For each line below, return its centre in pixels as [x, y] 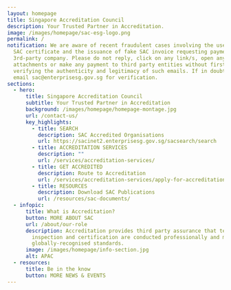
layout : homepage [32, 13]
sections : [21, 84]
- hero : [24, 90]
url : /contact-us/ [52, 115]
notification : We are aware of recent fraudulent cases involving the [110, 45]
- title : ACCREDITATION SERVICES [80, 148]
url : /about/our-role [56, 224]
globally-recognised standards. [78, 244]
